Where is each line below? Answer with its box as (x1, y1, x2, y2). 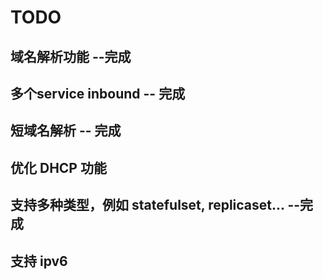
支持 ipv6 (10, 252, 68, 270)
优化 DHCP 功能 (10, 159, 107, 176)
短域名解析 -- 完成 (10, 122, 122, 140)
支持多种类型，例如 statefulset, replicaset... (10, 197, 285, 214)
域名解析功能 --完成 (10, 48, 132, 65)
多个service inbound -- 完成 (10, 85, 186, 102)
